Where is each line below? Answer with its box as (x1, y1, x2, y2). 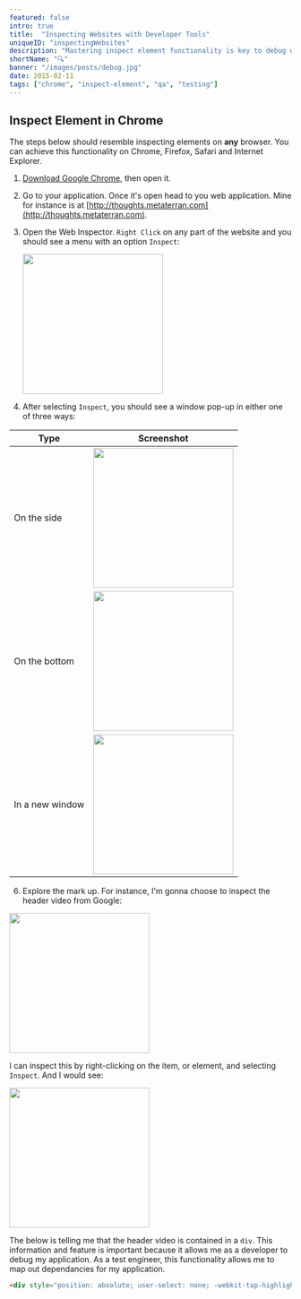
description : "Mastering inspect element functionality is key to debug (9, 47, 287, 56)
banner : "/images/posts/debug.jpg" (9, 64, 142, 73)
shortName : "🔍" (9, 55, 69, 64)
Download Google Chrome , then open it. (21, 173, 172, 184)
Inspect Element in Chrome (9, 113, 164, 128)
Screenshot (138, 432, 189, 444)
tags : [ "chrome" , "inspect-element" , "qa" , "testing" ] (9, 80, 219, 89)
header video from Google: (21, 895, 123, 906)
